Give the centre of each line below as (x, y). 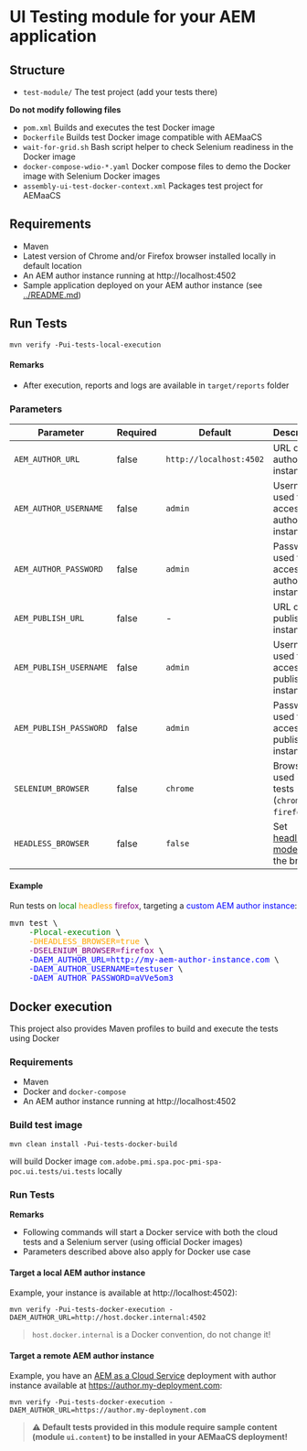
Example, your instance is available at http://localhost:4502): (123, 1293)
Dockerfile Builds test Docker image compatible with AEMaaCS (142, 137)
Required (137, 433)
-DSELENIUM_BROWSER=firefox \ (96, 951)
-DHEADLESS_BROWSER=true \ (89, 941)
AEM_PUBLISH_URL (49, 618)
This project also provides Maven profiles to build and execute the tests (144, 1029)
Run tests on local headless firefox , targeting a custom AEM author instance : (153, 906)
